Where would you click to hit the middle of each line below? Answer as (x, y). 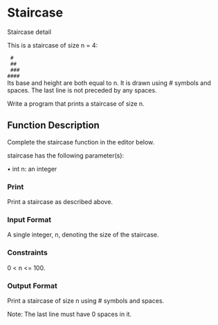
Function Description (54, 126)
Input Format (29, 219)
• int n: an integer (32, 169)
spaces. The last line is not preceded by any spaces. (82, 90)
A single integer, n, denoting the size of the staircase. (83, 235)
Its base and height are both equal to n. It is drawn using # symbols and (109, 83)
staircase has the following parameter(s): (66, 155)
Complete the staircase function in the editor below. (81, 142)
